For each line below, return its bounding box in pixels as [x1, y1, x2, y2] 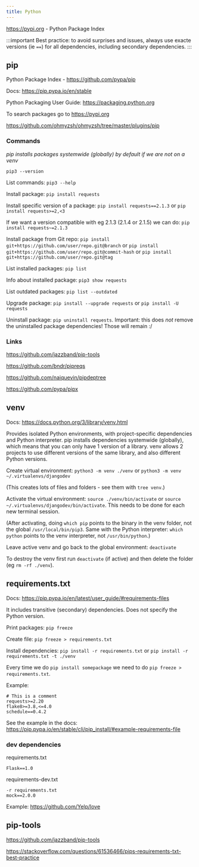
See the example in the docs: [6, 719, 77, 726]
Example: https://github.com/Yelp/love [6, 803, 101, 810]
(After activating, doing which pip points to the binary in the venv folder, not [6, 519, 192, 526]
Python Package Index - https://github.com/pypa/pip [6, 76, 136, 83]
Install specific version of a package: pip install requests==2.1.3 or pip [6, 202, 186, 209]
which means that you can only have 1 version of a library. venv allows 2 [6, 442, 184, 450]
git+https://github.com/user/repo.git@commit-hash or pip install [6, 248, 172, 255]
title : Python [6, 8, 42, 15]
